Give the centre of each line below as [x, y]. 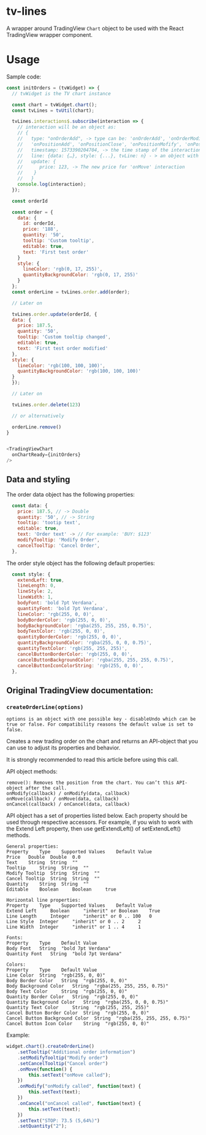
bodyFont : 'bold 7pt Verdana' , [57, 603]
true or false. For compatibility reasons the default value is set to [100, 725]
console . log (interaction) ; [52, 184]
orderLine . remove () [37, 427]
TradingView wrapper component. [50, 34]
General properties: [33, 846]
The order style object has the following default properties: [81, 563]
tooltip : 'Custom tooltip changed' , [64, 337]
